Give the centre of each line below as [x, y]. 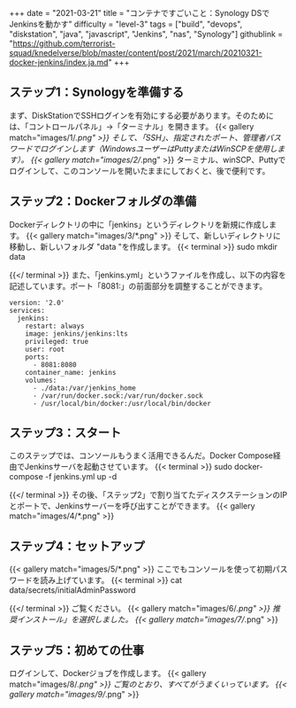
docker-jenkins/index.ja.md [59, 62]
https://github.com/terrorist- [64, 43]
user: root [45, 349]
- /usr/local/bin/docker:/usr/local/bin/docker [122, 403]
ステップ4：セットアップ [77, 546]
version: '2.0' [37, 303]
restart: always [55, 326]
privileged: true [57, 341]
